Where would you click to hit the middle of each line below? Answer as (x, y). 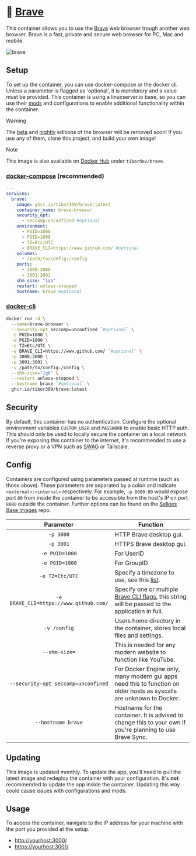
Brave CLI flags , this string (150, 596)
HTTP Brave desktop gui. (149, 534)
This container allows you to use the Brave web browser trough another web (98, 28)
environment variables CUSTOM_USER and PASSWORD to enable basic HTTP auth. (98, 428)
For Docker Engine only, (147, 669)
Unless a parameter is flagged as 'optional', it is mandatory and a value (91, 91)
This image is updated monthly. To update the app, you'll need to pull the (94, 772)
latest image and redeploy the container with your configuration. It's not (92, 778)
